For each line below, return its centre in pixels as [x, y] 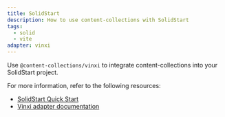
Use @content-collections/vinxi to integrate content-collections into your [112, 65]
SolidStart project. [33, 72]
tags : [15, 26]
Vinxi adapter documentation [58, 106]
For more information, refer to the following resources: [84, 86]
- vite [23, 39]
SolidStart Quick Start [48, 99]
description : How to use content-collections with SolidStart [98, 20]
